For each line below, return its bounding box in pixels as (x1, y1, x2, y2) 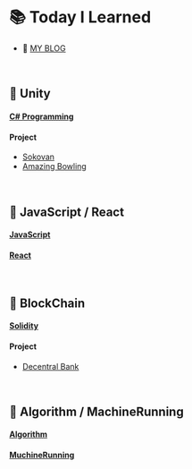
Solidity (9, 320, 38, 331)
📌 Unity (9, 86, 51, 101)
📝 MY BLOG (21, 42, 66, 54)
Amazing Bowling (21, 161, 87, 172)
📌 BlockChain (9, 295, 86, 311)
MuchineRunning (9, 449, 75, 461)
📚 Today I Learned (9, 7, 152, 28)
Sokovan (21, 151, 55, 162)
